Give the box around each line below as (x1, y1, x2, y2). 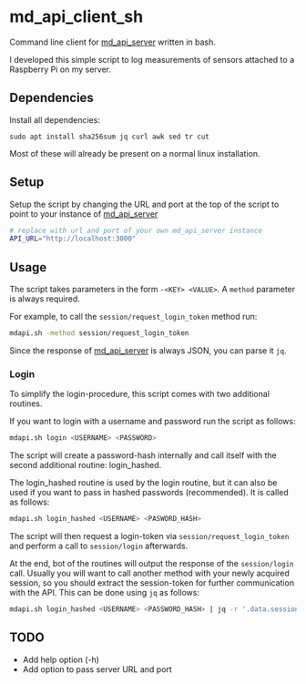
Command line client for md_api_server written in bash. (9, 36, 217, 47)
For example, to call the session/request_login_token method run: (9, 311, 258, 322)
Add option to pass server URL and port (22, 663, 173, 675)
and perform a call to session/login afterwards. (9, 540, 189, 552)
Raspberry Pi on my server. (9, 64, 112, 75)
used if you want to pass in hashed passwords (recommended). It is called (9, 487, 289, 498)
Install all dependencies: (9, 114, 100, 125)
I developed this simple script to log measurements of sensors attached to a (9, 54, 295, 65)
